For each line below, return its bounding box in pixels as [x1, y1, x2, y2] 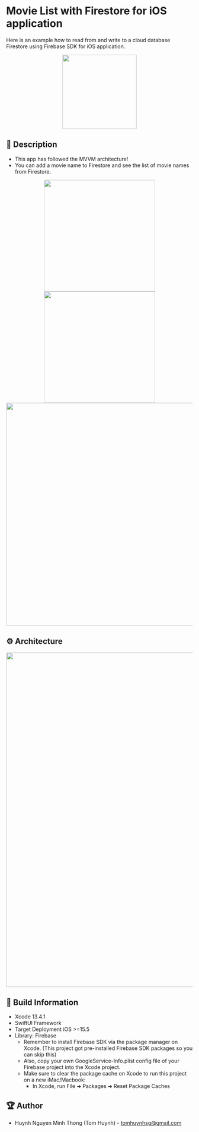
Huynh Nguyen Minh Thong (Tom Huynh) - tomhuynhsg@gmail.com [14, 1120, 182, 1127]
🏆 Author [6, 1100, 43, 1111]
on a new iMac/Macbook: [23, 1076, 86, 1083]
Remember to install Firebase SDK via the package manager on [23, 1039, 178, 1046]
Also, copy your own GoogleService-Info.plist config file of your [23, 1057, 179, 1065]
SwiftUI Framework [14, 1020, 62, 1027]
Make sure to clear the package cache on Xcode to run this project [23, 1070, 187, 1077]
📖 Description [6, 140, 57, 150]
